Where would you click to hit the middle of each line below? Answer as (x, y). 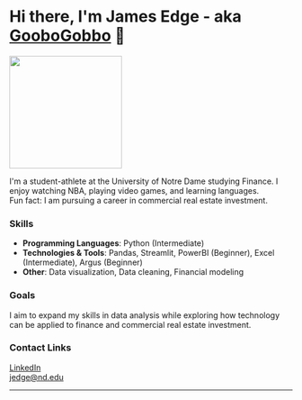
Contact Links (40, 348)
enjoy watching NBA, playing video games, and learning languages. (134, 190)
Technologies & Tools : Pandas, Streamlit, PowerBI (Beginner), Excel (148, 253)
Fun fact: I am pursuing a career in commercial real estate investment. (138, 200)
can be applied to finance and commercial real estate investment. (130, 324)
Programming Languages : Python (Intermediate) (113, 243)
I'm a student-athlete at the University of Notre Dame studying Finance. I (144, 181)
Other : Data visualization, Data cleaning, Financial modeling (133, 272)
